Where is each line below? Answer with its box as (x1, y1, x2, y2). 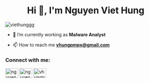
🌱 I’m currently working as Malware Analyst (12, 31, 106, 37)
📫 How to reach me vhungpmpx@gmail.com (12, 42, 110, 48)
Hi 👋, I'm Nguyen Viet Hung (27, 5, 144, 16)
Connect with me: (5, 56, 51, 64)
